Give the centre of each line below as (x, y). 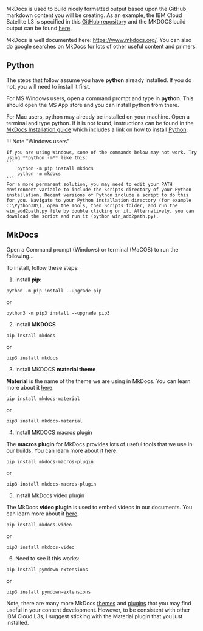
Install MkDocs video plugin (50, 495)
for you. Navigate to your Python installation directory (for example (99, 200)
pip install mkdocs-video (39, 525)
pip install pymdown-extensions (47, 570)
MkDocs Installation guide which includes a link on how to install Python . (97, 129)
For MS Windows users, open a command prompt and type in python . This (100, 98)
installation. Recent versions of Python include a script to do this (98, 195)
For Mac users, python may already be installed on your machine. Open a (98, 116)
